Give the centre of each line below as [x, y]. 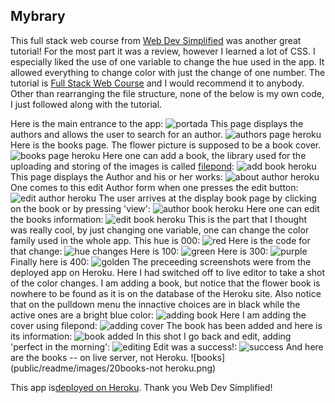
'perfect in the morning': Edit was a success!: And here [167, 346]
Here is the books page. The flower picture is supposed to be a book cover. [166, 145]
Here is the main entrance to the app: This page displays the [157, 123]
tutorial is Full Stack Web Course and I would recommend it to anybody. [157, 83]
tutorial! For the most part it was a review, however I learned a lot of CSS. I [163, 51]
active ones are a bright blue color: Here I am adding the [158, 315]
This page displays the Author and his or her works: [116, 176]
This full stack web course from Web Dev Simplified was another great [156, 40]
